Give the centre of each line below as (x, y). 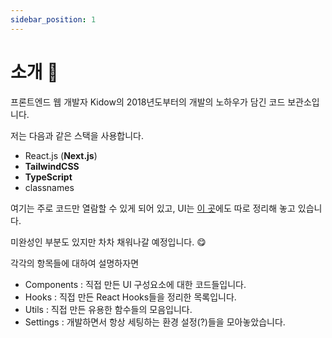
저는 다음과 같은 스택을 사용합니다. (77, 135)
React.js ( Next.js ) (61, 155)
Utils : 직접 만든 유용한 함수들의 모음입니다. (108, 309)
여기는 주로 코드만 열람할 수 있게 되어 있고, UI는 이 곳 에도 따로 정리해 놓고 (153, 208)
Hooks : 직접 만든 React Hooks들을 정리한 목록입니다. (130, 297)
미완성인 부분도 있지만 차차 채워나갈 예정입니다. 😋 (108, 242)
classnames (49, 187)
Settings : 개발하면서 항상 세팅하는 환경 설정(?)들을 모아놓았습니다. (155, 322)
